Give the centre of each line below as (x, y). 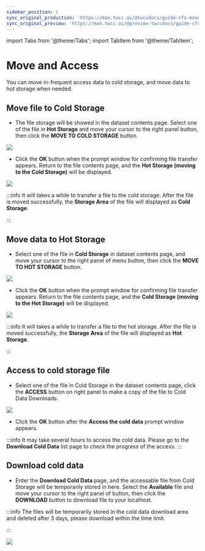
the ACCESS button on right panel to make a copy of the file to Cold (100, 392)
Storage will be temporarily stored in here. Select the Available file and (104, 487)
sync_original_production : (41, 18)
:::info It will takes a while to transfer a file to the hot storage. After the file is (101, 326)
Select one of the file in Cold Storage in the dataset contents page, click (106, 385)
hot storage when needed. (40, 89)
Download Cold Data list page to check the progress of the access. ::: (94, 446)
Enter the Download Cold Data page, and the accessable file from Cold (105, 480)
